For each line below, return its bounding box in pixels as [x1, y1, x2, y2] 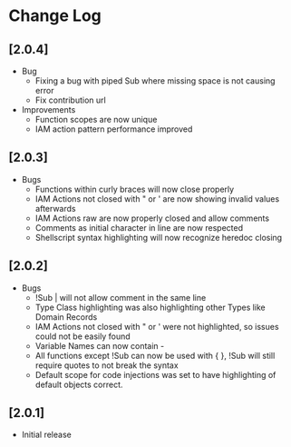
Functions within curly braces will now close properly [34, 184, 235, 194]
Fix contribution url [34, 94, 106, 105]
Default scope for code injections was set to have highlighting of [34, 369, 276, 380]
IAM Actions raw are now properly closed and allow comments [34, 213, 269, 223]
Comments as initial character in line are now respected [34, 222, 244, 233]
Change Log [8, 5, 102, 26]
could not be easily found [34, 331, 131, 342]
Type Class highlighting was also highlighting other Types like [34, 302, 267, 313]
